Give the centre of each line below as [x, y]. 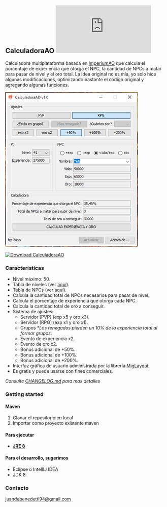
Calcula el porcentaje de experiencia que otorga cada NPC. [75, 301]
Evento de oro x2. [39, 344]
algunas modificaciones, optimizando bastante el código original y [75, 79]
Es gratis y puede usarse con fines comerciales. [63, 371]
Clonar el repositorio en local [43, 418]
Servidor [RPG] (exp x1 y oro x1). [54, 322]
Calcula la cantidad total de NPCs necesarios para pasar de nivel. [81, 295]
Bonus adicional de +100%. [49, 355]
